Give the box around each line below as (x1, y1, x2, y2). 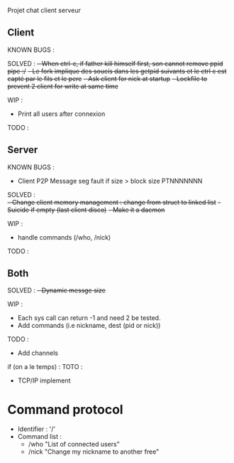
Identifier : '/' (17, 425, 55, 433)
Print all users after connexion (17, 110, 106, 118)
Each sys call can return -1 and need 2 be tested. (17, 314, 161, 322)
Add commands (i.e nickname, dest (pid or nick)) (17, 321, 161, 330)
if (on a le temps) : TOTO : (7, 363, 83, 371)
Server (7, 144, 38, 156)
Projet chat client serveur (7, 6, 82, 14)
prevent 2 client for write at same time (7, 82, 118, 90)
